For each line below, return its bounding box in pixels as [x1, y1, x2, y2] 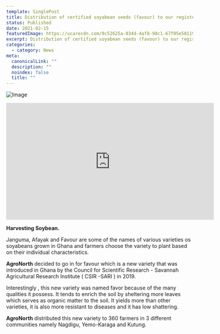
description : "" [11, 63, 52, 70]
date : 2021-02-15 [6, 25, 49, 31]
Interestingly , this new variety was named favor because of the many [6, 284, 177, 291]
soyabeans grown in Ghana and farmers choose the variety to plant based [6, 243, 188, 250]
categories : [6, 42, 36, 48]
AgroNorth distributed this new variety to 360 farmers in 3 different [6, 315, 172, 322]
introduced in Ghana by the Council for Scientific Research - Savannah [6, 266, 179, 273]
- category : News [11, 47, 55, 53]
